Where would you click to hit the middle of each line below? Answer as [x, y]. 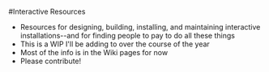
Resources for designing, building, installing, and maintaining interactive [140, 27]
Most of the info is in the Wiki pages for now [94, 52]
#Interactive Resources [47, 12]
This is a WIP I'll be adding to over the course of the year [115, 44]
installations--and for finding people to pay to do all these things [127, 36]
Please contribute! [51, 61]
